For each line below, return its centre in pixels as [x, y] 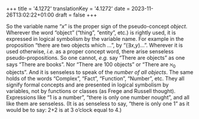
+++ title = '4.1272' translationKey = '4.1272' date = [68, 9]
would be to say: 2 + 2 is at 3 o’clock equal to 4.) [64, 110]
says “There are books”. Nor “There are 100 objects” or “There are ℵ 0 [91, 65]
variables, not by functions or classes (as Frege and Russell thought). [91, 91]
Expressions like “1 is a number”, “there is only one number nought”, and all [98, 97]
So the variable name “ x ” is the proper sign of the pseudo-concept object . [97, 26]
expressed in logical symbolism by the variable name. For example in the [95, 39]
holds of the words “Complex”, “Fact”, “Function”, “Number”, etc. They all [95, 78]
